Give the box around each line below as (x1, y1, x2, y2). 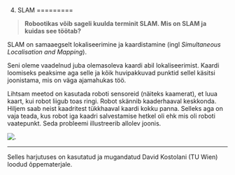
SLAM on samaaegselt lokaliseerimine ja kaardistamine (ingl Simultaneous (7, 40, 222, 48)
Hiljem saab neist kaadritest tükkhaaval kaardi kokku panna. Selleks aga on (7, 105, 224, 112)
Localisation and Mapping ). (7, 48, 87, 56)
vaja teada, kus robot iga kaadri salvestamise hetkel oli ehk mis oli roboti (7, 112, 215, 120)
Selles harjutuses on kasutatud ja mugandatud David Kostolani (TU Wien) (7, 153, 218, 161)
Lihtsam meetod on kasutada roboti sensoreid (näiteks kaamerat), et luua (7, 90, 218, 98)
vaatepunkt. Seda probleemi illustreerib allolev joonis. (7, 119, 162, 128)
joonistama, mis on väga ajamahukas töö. (7, 76, 127, 84)
